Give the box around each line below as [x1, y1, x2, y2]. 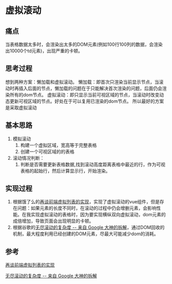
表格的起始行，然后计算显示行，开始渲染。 [20, 167, 111, 174]
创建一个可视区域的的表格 [20, 148, 75, 155]
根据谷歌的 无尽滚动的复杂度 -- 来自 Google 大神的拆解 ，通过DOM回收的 [12, 224, 165, 231]
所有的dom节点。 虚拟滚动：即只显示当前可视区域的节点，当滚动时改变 [9, 91, 160, 98]
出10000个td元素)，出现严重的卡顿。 [5, 48, 83, 54]
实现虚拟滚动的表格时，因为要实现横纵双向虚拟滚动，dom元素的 [30, 212, 166, 218]
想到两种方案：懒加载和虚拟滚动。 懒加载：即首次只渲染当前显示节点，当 [5, 79, 159, 85]
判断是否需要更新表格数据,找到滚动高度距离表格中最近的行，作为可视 [20, 161, 165, 167]
